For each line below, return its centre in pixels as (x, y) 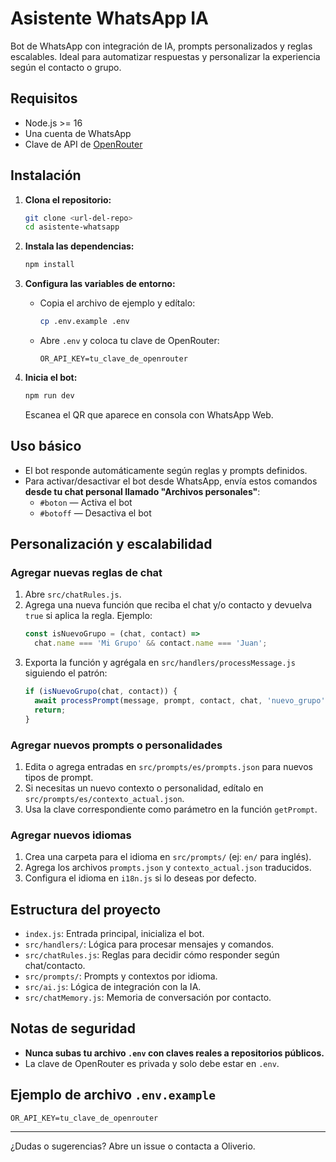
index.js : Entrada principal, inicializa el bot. (114, 934)
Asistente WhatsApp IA (109, 18)
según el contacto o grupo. (66, 67)
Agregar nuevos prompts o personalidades (116, 745)
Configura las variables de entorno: (100, 284)
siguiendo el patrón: (66, 673)
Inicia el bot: (51, 378)
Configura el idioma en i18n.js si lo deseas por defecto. (140, 878)
